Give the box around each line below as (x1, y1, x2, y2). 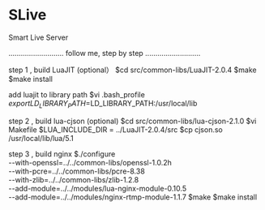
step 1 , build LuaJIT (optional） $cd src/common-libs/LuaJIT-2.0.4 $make (8, 65, 257, 75)
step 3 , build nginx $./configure (8, 148, 116, 159)
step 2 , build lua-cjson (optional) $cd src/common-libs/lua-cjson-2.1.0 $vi (8, 116, 257, 126)
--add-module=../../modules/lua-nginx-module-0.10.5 (8, 183, 187, 193)
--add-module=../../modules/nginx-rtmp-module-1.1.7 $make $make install (8, 192, 258, 202)
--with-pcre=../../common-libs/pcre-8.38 (8, 166, 146, 176)
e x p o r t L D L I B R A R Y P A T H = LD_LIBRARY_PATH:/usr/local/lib (8, 98, 198, 110)
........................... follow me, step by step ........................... (8, 48, 201, 58)
